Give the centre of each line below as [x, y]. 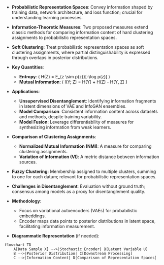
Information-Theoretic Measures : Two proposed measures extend [80, 27]
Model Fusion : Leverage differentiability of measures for [76, 122]
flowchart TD [18, 245]
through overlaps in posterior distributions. [55, 58]
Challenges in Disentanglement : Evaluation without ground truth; [78, 186]
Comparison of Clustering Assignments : [54, 137]
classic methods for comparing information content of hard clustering [82, 32]
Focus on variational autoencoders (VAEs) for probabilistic [78, 211]
